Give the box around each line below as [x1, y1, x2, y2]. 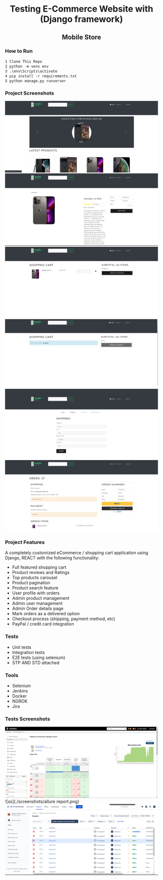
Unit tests [12, 644, 32, 650]
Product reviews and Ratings [12, 570, 70, 576]
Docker [12, 693, 27, 699]
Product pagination [12, 580, 50, 586]
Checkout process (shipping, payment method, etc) [12, 616, 115, 622]
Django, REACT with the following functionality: [5, 555, 99, 561]
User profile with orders [12, 590, 60, 596]
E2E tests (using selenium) [12, 655, 65, 660]
